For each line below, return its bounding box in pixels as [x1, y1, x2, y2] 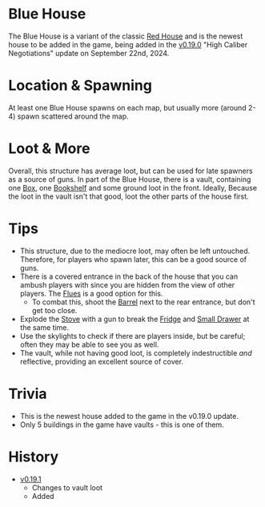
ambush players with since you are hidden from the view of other [19, 280, 235, 289]
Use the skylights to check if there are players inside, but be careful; [19, 331, 246, 340]
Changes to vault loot [31, 482, 102, 493]
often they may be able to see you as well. [19, 340, 159, 349]
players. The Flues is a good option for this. [19, 288, 163, 298]
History [8, 448, 59, 465]
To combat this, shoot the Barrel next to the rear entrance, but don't [31, 297, 255, 307]
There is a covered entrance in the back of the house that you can [19, 272, 239, 281]
